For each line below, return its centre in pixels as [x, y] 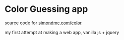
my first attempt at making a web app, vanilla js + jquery [62, 32]
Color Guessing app [46, 9]
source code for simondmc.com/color [43, 23]
